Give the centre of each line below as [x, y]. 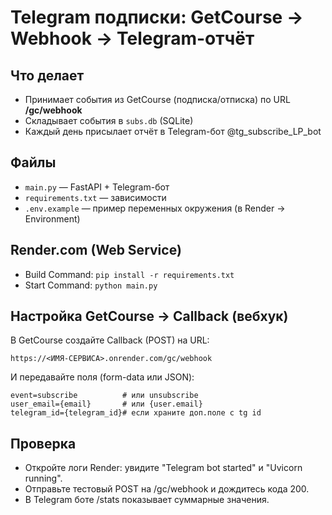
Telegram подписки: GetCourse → [157, 17]
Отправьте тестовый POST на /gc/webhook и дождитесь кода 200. [167, 489]
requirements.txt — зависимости [95, 197]
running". [43, 478]
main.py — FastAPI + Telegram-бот [97, 187]
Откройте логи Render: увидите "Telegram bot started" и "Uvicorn [163, 468]
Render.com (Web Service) [96, 250]
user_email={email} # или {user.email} [106, 404]
